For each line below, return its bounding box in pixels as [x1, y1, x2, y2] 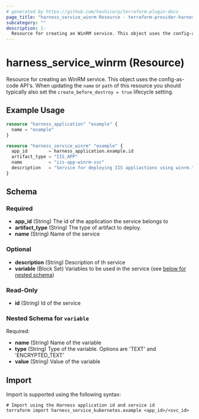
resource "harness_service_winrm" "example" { [6, 143, 123, 149]
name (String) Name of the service [14, 230, 100, 237]
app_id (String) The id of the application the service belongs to [14, 218, 169, 225]
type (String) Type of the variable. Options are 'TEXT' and [14, 346, 156, 353]
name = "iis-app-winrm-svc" [11, 159, 105, 166]
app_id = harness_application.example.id [11, 149, 134, 154]
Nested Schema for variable [6, 314, 89, 323]
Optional [6, 245, 31, 253]
